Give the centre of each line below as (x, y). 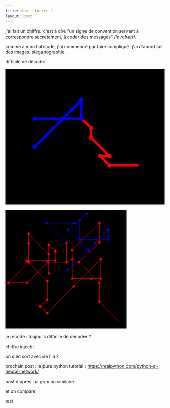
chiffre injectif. (20, 346)
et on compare (20, 391)
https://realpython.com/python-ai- (123, 366)
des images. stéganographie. (35, 52)
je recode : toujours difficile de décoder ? (48, 336)
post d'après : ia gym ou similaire (40, 381)
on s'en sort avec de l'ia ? (32, 356)
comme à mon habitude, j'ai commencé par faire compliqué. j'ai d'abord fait (84, 46)
